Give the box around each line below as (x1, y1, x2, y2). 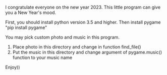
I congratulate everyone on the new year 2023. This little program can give (5, 4, 160, 10)
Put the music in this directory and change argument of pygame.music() (12, 49, 162, 55)
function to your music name (12, 54, 73, 60)
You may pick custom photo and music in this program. (5, 34, 120, 40)
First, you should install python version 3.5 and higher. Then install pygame (5, 19, 161, 25)
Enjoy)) (5, 64, 20, 70)
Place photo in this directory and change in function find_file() (12, 44, 141, 49)
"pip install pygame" (5, 24, 47, 30)
